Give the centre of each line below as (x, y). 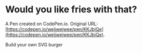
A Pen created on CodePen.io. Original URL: (52, 24)
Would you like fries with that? (71, 10)
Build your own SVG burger (34, 44)
